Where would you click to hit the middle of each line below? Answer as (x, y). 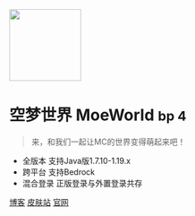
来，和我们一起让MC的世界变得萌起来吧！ (108, 142)
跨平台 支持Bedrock (59, 172)
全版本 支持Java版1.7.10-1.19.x (76, 160)
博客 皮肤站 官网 (39, 202)
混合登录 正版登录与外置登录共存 (82, 183)
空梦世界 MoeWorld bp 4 (98, 115)
